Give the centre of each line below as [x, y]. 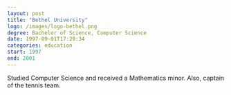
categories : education [40, 45]
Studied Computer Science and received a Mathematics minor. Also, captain [116, 78]
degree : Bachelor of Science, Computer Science [77, 33]
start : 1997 [24, 52]
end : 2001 [21, 59]
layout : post [26, 13]
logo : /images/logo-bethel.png [52, 26]
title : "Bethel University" [48, 20]
